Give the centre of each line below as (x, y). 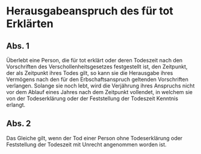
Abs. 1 (18, 46)
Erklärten (30, 24)
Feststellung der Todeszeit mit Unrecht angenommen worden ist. (86, 144)
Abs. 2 (19, 124)
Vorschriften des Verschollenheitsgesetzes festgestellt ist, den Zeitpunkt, (97, 67)
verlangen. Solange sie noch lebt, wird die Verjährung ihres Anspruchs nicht (100, 86)
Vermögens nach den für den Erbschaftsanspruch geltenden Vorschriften (97, 79)
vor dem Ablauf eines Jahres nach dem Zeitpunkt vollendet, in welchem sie (99, 92)
